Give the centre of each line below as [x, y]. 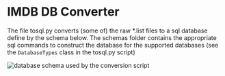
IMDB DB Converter [63, 12]
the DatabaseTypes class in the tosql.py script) [71, 52]
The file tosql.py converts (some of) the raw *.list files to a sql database [107, 31]
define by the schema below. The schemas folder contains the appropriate [112, 37]
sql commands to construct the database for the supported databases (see [113, 45]
